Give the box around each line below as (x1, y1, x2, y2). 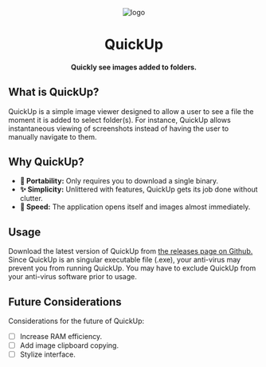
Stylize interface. (19, 349, 76, 359)
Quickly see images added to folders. (70, 62, 198, 72)
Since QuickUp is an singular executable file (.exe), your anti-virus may (8, 255, 241, 265)
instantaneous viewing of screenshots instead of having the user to (8, 124, 229, 133)
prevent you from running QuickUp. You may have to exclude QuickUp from (8, 263, 256, 273)
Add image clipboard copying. (19, 341, 119, 350)
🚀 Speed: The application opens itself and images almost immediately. (19, 202, 251, 211)
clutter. (19, 194, 44, 203)
